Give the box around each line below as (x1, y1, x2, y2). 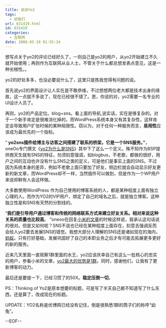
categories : (5, 30, 30, 35)
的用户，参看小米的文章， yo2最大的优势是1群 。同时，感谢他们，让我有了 (5, 258, 153, 263)
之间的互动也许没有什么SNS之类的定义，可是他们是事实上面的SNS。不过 (9, 158, 157, 164)
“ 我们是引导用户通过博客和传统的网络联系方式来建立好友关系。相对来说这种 (5, 210, 159, 216)
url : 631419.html (5, 21, 41, 26)
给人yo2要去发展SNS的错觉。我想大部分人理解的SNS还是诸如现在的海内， (9, 229, 161, 235)
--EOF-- (5, 318, 22, 324)
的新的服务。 (5, 241, 31, 247)
